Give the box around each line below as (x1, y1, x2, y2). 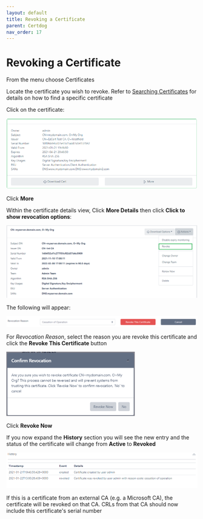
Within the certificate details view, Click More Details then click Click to (6, 207, 185, 214)
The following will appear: (6, 304, 71, 311)
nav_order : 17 (6, 29, 42, 35)
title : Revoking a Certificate (6, 16, 85, 22)
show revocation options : (6, 213, 72, 221)
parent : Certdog (6, 22, 47, 29)
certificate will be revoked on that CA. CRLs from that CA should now (6, 500, 179, 507)
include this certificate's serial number (6, 507, 102, 514)
